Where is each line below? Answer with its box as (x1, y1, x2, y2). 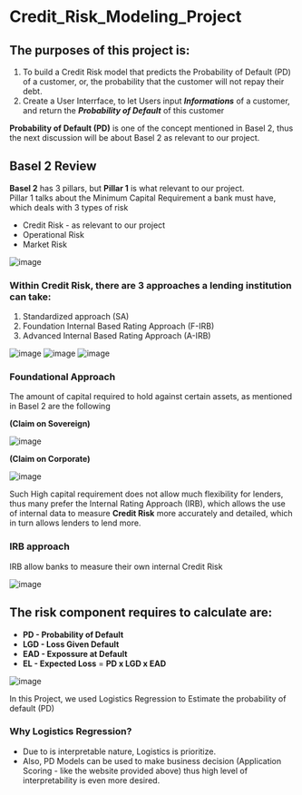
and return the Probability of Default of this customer (22, 105, 225, 115)
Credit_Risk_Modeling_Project (9, 6, 242, 27)
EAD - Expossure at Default (22, 648, 128, 659)
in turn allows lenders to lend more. (9, 517, 141, 528)
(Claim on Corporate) (9, 454, 91, 465)
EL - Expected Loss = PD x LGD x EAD (22, 658, 167, 669)
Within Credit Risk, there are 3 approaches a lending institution (9, 279, 292, 291)
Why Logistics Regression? (9, 725, 132, 738)
